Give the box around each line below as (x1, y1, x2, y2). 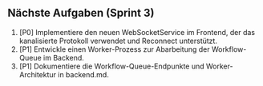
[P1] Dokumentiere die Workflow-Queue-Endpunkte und (18, 61, 205, 71)
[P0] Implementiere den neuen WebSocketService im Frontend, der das (18, 27, 256, 37)
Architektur (18, 69, 57, 79)
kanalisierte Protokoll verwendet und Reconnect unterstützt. (18, 36, 218, 45)
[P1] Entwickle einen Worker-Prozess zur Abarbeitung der (18, 44, 210, 54)
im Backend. (42, 53, 85, 62)
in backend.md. (58, 69, 109, 79)
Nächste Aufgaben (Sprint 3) (7, 6, 155, 20)
